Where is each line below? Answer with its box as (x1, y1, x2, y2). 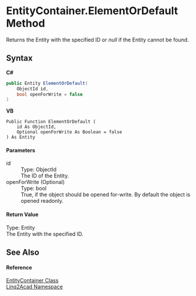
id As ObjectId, (16, 124, 57, 130)
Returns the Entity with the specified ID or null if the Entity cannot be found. (6, 36, 190, 43)
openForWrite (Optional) (6, 179, 65, 186)
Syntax (6, 53, 33, 63)
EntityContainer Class (6, 277, 59, 284)
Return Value (6, 211, 39, 218)
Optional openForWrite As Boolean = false (16, 129, 122, 135)
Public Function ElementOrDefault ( (6, 119, 96, 125)
